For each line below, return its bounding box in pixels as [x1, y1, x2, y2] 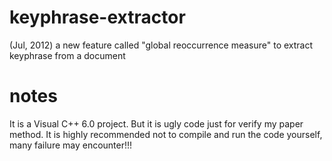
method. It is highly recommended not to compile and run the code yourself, [9, 128, 323, 140]
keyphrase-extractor [9, 6, 186, 29]
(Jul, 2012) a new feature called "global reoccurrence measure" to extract [9, 39, 314, 51]
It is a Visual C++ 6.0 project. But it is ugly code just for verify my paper [9, 117, 304, 130]
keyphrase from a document [9, 49, 126, 61]
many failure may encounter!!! [9, 139, 133, 151]
